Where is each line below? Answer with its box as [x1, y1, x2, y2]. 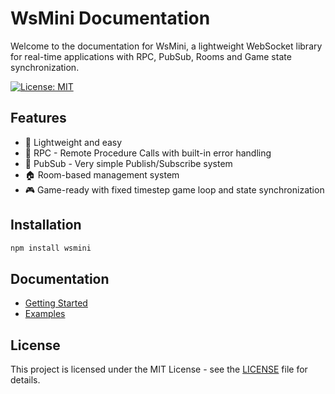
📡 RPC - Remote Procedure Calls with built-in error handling [24, 147, 272, 159]
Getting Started [24, 297, 88, 309]
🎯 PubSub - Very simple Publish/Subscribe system [24, 157, 233, 169]
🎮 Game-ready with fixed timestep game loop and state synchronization [24, 183, 325, 196]
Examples [24, 308, 66, 320]
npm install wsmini [10, 243, 92, 253]
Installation [10, 217, 82, 234]
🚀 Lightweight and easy [24, 136, 123, 148]
